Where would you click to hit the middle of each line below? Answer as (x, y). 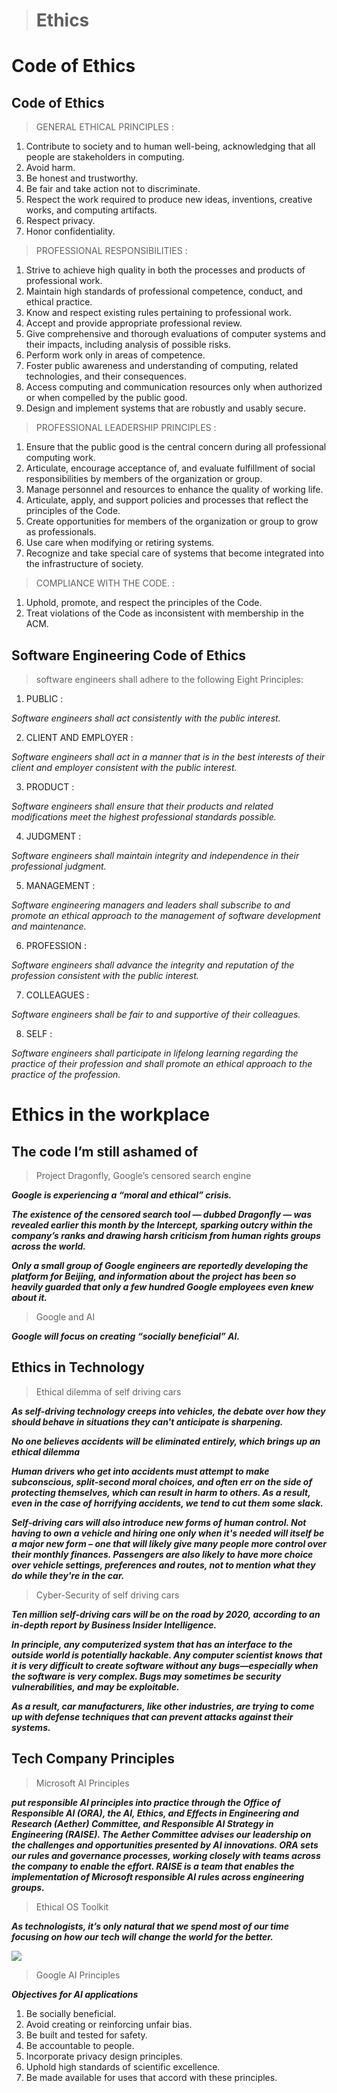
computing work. (60, 458)
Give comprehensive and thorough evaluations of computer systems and (175, 334)
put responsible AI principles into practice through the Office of (146, 1802)
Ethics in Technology (78, 1367)
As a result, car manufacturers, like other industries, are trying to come (163, 1706)
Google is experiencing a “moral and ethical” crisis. (122, 1195)
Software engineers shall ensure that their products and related (142, 806)
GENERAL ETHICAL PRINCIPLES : (104, 127)
